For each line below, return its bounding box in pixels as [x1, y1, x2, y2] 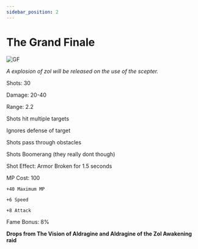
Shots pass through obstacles [6, 138, 81, 146]
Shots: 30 [6, 79, 31, 86]
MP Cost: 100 [6, 174, 40, 181]
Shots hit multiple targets [6, 114, 69, 122]
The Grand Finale [6, 35, 95, 49]
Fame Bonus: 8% [6, 218, 50, 225]
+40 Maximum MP [6, 186, 45, 192]
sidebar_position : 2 [6, 9, 59, 15]
